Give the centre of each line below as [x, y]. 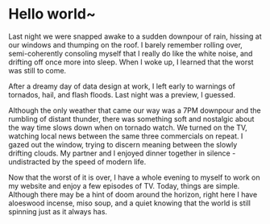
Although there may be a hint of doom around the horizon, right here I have [133, 194]
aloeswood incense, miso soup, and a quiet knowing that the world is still [130, 203]
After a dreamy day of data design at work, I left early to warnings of [122, 86]
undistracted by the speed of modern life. [77, 161]
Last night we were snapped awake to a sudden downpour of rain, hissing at [135, 36]
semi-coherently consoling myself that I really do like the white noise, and [131, 53]
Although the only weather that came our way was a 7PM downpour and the [135, 110]
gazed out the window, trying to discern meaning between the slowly [123, 144]
